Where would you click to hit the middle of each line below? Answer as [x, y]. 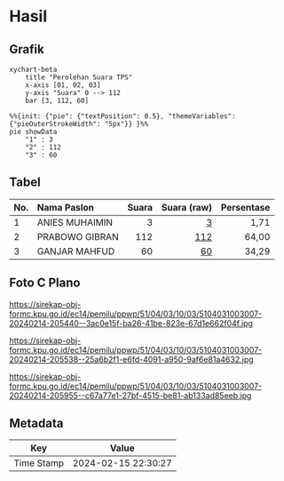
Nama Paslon [66, 207]
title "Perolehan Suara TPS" [79, 77]
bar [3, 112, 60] [57, 100]
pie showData [33, 132]
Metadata [36, 424]
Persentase [245, 207]
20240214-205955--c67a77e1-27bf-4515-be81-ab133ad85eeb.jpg [130, 395]
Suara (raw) [187, 207]
